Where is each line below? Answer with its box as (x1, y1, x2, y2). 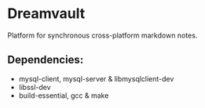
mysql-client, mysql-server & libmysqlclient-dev (18, 74, 174, 83)
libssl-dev (18, 82, 52, 92)
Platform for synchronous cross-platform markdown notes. (7, 31, 198, 40)
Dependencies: (7, 53, 84, 67)
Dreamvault (7, 5, 86, 23)
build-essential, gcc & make (18, 91, 109, 100)
